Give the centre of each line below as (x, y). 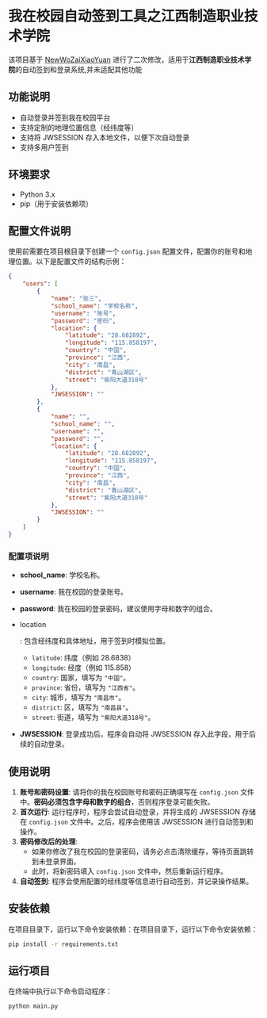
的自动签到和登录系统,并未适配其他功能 (79, 69)
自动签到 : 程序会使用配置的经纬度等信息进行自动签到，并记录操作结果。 (136, 881)
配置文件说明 (40, 231)
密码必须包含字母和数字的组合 (82, 802)
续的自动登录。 (44, 744)
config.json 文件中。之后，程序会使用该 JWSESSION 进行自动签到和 (141, 821)
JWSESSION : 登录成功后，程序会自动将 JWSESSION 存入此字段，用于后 (137, 734)
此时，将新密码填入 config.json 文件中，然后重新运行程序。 (130, 871)
